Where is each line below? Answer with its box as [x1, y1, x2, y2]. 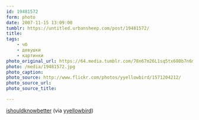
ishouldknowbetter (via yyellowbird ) [6, 107, 94, 114]
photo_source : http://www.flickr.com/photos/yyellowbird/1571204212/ [6, 74, 182, 80]
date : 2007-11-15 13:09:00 [6, 20, 73, 25]
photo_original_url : [6, 58, 57, 64]
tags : [6, 36, 20, 42]
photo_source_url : [6, 80, 52, 86]
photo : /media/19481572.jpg [6, 63, 76, 70]
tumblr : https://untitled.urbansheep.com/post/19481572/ [6, 25, 150, 31]
